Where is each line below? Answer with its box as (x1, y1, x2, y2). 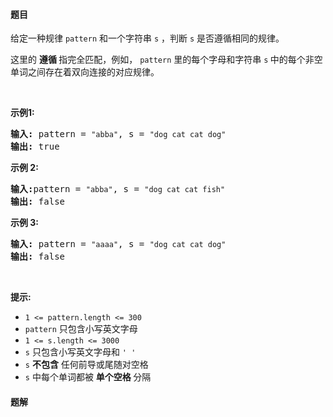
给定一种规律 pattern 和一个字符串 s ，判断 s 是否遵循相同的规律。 (10, 32, 285, 44)
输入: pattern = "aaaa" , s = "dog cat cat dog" (10, 239, 227, 250)
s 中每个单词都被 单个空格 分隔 (24, 371, 152, 383)
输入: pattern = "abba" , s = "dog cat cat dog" (10, 129, 227, 140)
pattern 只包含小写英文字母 (24, 323, 138, 335)
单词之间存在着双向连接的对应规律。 (10, 66, 160, 78)
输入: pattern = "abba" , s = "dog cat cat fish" (10, 184, 226, 195)
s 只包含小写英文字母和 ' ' (24, 346, 137, 358)
